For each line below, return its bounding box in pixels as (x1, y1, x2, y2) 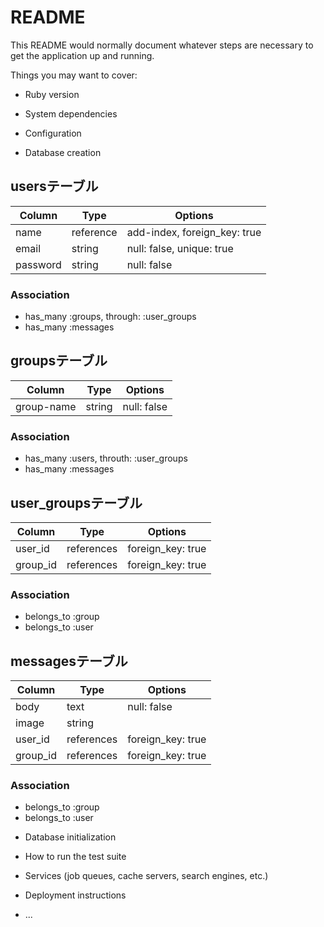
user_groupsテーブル (10, 494, 143, 511)
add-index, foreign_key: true (126, 225, 262, 239)
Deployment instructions (24, 889, 127, 901)
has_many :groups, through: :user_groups (24, 311, 197, 323)
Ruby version (24, 88, 80, 100)
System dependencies (24, 107, 118, 120)
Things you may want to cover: (10, 69, 138, 81)
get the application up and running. (10, 49, 155, 61)
